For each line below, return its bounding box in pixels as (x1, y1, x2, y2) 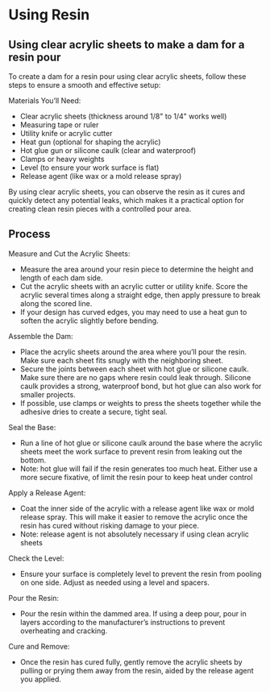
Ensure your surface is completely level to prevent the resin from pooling (19, 569, 262, 578)
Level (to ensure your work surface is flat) (19, 163, 160, 172)
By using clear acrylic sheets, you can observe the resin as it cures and (8, 187, 246, 197)
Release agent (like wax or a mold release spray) (19, 172, 182, 180)
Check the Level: (8, 553, 64, 563)
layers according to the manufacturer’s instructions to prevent (19, 617, 226, 627)
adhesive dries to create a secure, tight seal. (19, 407, 168, 416)
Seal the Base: (8, 422, 56, 432)
